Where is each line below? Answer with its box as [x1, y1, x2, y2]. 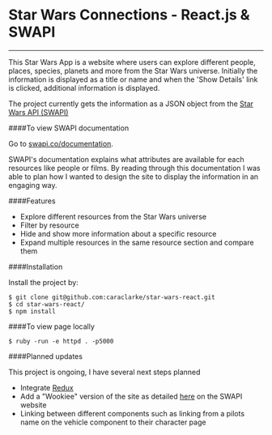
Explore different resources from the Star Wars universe [19, 211, 207, 221]
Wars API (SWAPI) [8, 107, 69, 117]
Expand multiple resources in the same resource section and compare [19, 237, 254, 247]
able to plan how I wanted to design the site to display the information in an [8, 172, 259, 181]
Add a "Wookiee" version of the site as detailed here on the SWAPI [19, 391, 243, 401]
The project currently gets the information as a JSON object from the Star [8, 99, 253, 109]
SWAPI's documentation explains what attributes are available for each [8, 154, 244, 164]
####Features [8, 196, 56, 206]
